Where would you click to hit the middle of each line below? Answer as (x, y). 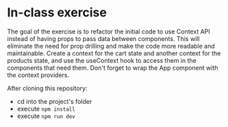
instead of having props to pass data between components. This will (103, 38)
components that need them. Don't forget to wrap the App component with (113, 68)
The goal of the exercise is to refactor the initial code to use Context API (109, 31)
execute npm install (46, 109)
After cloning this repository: (47, 88)
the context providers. (38, 75)
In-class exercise (57, 13)
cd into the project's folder (54, 101)
